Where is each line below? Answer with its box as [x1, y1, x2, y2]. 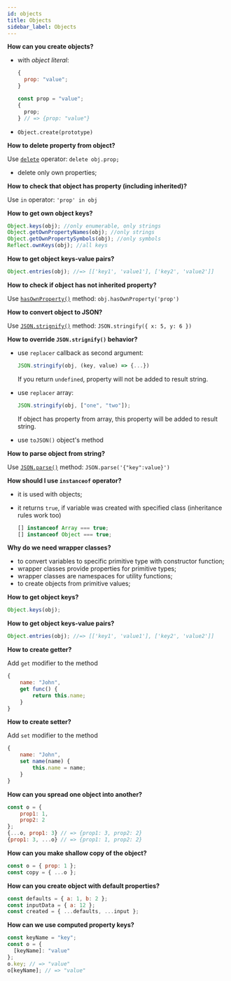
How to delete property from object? [7, 141, 115, 149]
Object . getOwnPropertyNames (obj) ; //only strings [7, 229, 155, 236]
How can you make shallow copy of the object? [7, 849, 147, 857]
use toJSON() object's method [17, 436, 104, 444]
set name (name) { [20, 758, 71, 765]
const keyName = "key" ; [7, 934, 77, 942]
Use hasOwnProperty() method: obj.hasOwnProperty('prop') [7, 294, 180, 302]
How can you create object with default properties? [7, 882, 160, 890]
